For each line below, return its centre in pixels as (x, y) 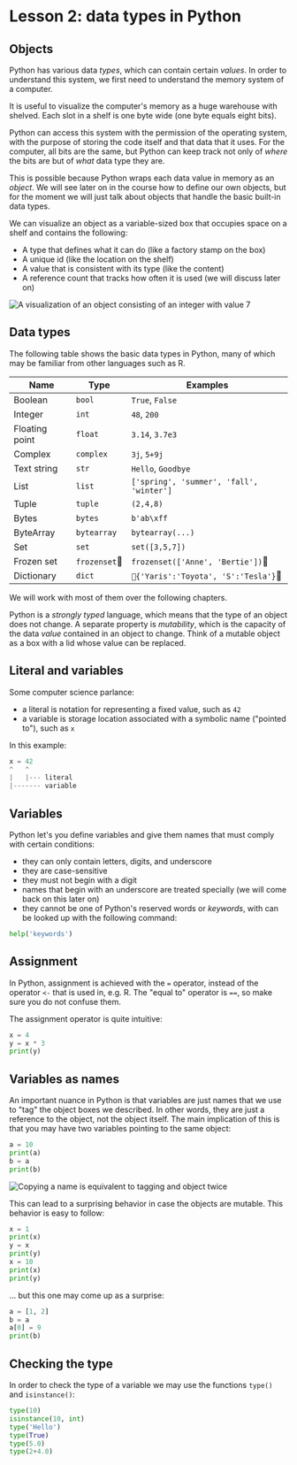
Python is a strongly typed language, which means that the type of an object (148, 614)
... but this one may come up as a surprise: (87, 1295)
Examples (207, 385)
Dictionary (35, 575)
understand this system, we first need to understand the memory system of (147, 80)
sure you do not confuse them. (65, 1001)
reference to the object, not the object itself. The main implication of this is (145, 1119)
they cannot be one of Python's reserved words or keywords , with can (150, 908)
